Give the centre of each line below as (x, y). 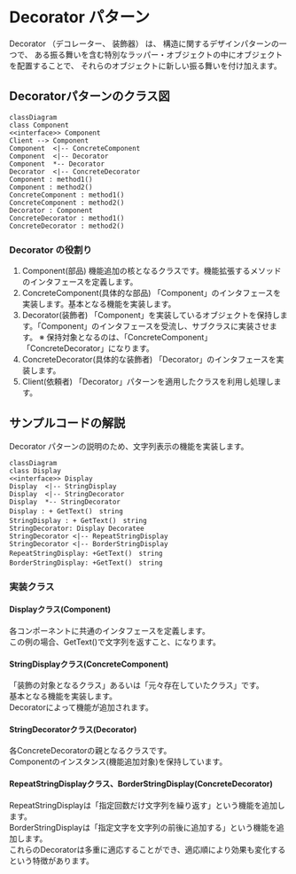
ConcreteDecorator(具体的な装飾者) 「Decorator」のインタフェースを (149, 360)
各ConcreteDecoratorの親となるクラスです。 (90, 751)
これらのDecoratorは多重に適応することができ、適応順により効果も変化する (148, 849)
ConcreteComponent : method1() (67, 195)
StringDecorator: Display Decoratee (77, 528)
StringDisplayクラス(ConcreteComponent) (89, 664)
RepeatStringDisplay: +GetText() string (86, 553)
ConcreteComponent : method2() (67, 203)
